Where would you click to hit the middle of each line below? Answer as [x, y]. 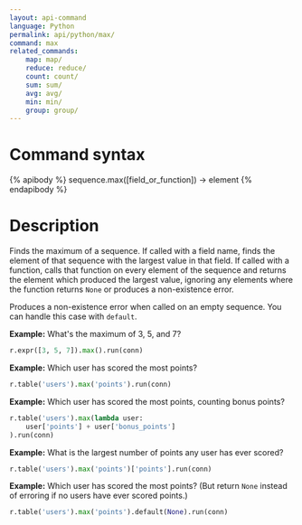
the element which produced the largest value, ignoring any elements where [151, 280]
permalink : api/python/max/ [62, 34]
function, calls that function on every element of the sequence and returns [148, 270]
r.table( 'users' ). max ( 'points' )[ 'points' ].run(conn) [111, 469]
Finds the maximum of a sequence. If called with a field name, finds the [142, 251]
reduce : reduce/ [57, 69]
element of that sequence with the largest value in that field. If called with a [149, 261]
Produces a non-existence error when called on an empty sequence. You [146, 307]
